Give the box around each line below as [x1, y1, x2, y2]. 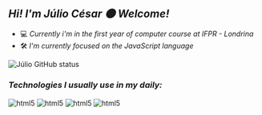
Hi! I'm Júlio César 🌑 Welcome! [8, 7, 170, 21]
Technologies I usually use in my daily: [8, 79, 163, 90]
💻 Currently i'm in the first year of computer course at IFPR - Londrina [19, 29, 254, 38]
